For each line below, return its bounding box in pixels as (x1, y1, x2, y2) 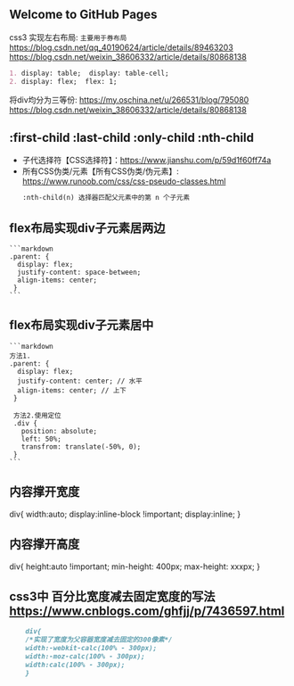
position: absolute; (20, 426, 98, 435)
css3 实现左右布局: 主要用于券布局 (9, 31, 127, 43)
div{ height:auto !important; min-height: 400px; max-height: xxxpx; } (9, 561, 261, 572)
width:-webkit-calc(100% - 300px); (25, 644, 158, 653)
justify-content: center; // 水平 (17, 376, 143, 385)
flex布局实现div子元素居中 (9, 318, 154, 333)
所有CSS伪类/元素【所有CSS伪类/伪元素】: (21, 166, 180, 177)
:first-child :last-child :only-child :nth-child (9, 129, 254, 145)
